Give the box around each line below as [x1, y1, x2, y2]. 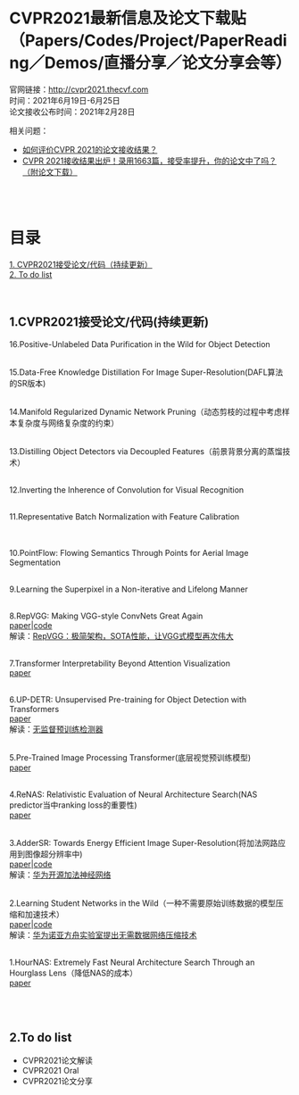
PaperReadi [199, 30, 287, 51]
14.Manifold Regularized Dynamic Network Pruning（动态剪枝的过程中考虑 [9, 406, 283, 417]
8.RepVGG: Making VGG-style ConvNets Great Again [9, 610, 203, 621]
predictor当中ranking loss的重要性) [9, 800, 137, 810]
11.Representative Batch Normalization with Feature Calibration [9, 510, 240, 522]
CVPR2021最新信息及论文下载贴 [9, 8, 247, 29]
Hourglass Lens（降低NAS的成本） [9, 967, 138, 978]
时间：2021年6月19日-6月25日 [9, 95, 120, 105]
